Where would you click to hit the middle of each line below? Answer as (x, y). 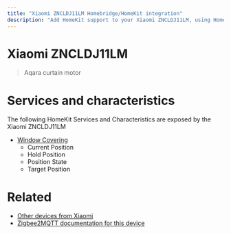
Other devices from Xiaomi (55, 216)
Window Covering (43, 140)
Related (29, 197)
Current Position (51, 148)
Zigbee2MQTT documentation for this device (81, 223)
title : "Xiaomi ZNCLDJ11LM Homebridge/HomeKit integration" (95, 13)
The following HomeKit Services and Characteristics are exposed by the (109, 119)
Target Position (49, 169)
